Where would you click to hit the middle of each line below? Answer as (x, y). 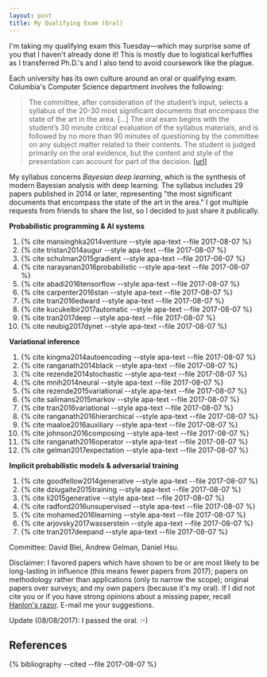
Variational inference (44, 341)
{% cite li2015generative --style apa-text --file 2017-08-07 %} (123, 498)
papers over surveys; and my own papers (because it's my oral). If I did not (132, 588)
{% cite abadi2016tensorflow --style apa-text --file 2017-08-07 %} (130, 284)
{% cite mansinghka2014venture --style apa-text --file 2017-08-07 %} (136, 241)
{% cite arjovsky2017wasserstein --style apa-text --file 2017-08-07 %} (137, 523)
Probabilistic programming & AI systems (77, 226)
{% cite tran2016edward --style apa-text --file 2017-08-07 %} (122, 300)
